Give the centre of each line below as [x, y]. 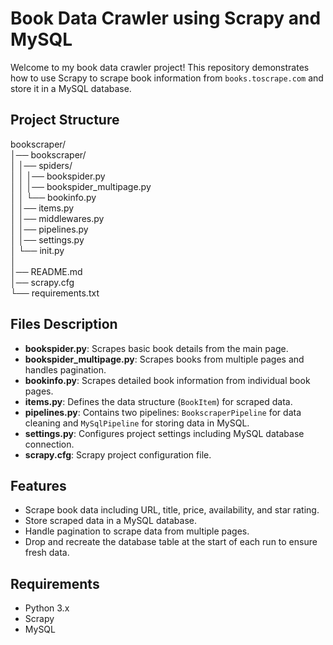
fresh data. [47, 553]
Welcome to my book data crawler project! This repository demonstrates [160, 67]
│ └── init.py [37, 250]
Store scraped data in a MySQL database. [111, 521]
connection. [49, 444]
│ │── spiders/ [41, 165]
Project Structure [65, 120]
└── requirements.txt [55, 293]
